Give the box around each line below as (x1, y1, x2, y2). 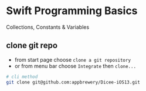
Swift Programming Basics (6, 4, 138, 18)
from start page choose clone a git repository (14, 56, 131, 63)
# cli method (6, 73, 38, 80)
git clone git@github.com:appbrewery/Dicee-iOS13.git (6, 79, 141, 85)
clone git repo (6, 41, 57, 50)
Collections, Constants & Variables (6, 23, 90, 31)
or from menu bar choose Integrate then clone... (14, 62, 137, 69)
